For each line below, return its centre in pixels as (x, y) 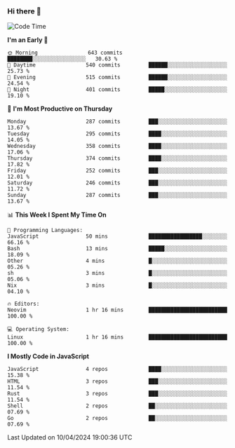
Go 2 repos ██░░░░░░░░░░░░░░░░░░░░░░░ (117, 419)
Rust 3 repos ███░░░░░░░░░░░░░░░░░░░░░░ (117, 394)
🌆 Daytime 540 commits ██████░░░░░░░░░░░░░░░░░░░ (117, 65)
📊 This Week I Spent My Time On (57, 215)
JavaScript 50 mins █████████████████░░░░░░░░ (117, 237)
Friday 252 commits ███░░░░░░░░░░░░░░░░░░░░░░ (117, 171)
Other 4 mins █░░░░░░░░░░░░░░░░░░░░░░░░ (117, 261)
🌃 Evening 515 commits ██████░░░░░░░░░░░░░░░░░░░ (117, 77)
